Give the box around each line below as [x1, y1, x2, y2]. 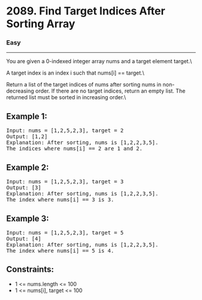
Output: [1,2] [6, 133, 48, 140]
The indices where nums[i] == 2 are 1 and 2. [6, 145, 143, 152]
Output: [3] [6, 185, 41, 191]
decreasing [6, 87, 34, 94]
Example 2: [6, 162, 49, 173]
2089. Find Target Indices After [6, 4, 165, 18]
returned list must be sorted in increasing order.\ [6, 94, 126, 101]
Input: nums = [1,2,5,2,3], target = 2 [6, 127, 124, 134]
